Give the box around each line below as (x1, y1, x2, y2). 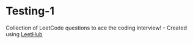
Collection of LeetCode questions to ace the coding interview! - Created (5, 24, 188, 31)
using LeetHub (5, 30, 43, 37)
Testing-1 (5, 4, 54, 18)
